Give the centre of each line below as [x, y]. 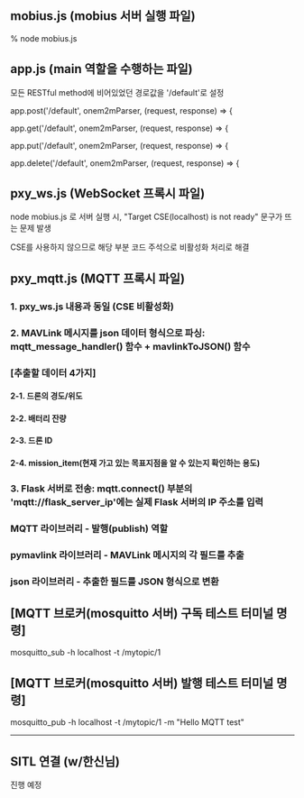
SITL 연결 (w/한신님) [65, 761]
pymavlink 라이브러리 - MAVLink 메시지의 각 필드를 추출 [127, 555]
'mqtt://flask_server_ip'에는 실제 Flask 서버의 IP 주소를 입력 [137, 501]
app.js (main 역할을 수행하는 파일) [101, 69]
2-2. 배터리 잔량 [38, 418]
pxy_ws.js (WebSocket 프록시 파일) [108, 193]
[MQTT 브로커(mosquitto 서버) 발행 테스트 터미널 [142, 683]
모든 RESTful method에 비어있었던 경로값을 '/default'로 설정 [117, 92]
